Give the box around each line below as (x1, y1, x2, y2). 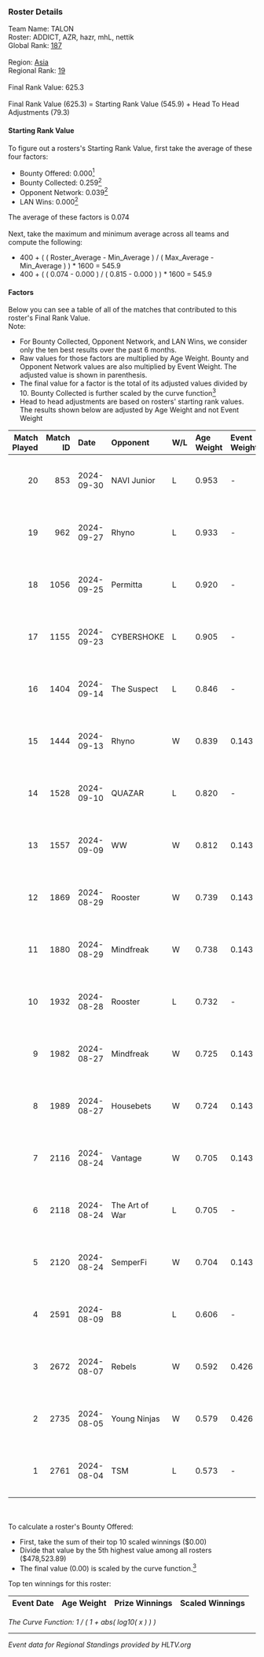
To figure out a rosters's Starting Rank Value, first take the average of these (8, 143, 253, 153)
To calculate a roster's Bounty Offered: (8, 1522, 134, 1531)
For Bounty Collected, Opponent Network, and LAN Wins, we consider (19, 337, 247, 346)
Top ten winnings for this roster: (8, 1578, 112, 1588)
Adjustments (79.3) (8, 108, 70, 117)
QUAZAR (111, 788, 145, 799)
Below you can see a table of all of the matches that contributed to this (8, 305, 237, 315)
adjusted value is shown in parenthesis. (19, 371, 148, 380)
